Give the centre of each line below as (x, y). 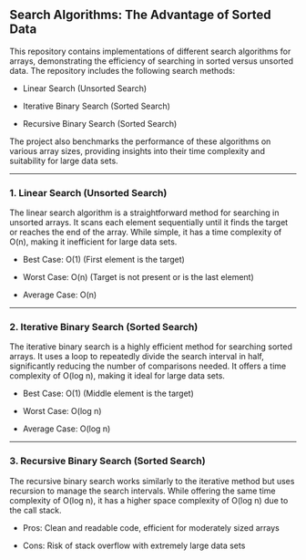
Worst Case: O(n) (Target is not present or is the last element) (138, 277)
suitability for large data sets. (64, 161)
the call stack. (36, 510)
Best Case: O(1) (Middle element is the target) (108, 394)
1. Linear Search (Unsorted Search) (88, 192)
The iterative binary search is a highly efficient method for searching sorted (151, 347)
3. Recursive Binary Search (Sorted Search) (108, 461)
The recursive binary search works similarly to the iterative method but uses (152, 481)
